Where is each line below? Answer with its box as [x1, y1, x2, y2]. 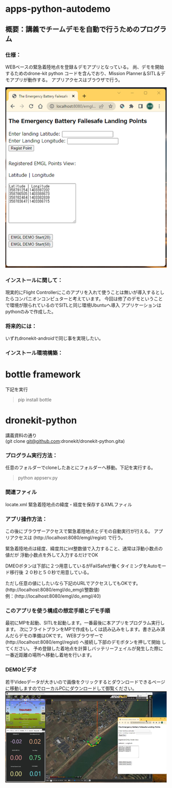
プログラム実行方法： [5, 452, 58, 459]
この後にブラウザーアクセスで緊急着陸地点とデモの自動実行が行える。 [5, 528, 153, 534]
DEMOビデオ [5, 666, 37, 673]
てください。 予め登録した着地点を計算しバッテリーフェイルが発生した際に [5, 646, 163, 652]
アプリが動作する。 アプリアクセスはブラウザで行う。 [9, 77, 123, 83]
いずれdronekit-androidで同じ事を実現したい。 [5, 335, 104, 342]
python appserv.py [17, 475, 58, 481]
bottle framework [5, 369, 81, 381]
